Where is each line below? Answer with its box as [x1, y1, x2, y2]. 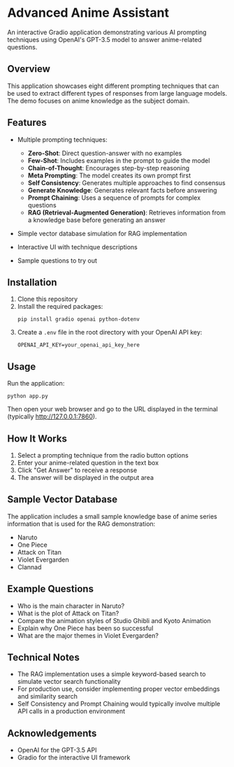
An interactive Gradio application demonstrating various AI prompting [7, 28, 207, 36]
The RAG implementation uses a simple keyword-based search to [17, 670, 206, 678]
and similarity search [17, 692, 78, 701]
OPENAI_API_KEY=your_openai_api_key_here [17, 342, 140, 349]
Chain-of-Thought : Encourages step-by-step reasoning [27, 163, 190, 172]
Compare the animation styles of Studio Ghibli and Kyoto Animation [17, 616, 212, 624]
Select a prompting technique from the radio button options [17, 451, 189, 459]
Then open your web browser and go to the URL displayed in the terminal [7, 405, 218, 414]
